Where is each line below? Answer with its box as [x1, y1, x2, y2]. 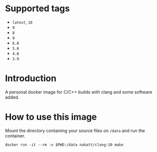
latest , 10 [12, 19, 33, 25]
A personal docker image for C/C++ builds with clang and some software [5, 89, 153, 95]
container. [5, 133, 25, 139]
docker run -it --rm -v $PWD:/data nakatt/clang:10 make [5, 142, 124, 147]
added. [5, 94, 20, 100]
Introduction [5, 73, 57, 84]
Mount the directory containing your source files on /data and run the [5, 127, 145, 133]
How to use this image [5, 111, 97, 123]
